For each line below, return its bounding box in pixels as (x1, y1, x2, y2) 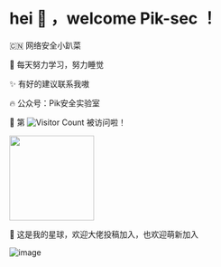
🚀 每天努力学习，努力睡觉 (9, 59, 105, 70)
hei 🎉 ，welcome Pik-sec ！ (9, 8, 218, 29)
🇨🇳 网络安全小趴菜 (9, 40, 81, 51)
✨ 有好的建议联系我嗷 (9, 78, 90, 89)
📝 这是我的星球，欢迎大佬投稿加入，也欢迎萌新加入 (9, 228, 199, 240)
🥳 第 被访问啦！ (9, 117, 126, 128)
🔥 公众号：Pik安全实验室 (9, 97, 101, 109)
